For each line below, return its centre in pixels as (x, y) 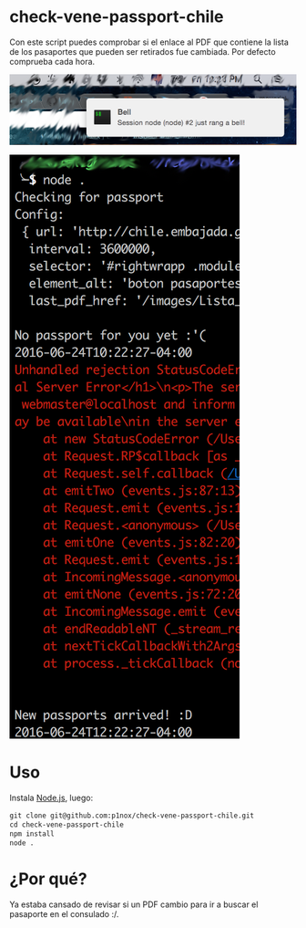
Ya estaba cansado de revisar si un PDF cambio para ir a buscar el (134, 904)
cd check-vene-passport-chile (67, 824)
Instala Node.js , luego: (51, 798)
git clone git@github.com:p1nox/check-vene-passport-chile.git (132, 815)
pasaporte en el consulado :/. (64, 913)
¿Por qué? (49, 879)
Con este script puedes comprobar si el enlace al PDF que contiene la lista (149, 42)
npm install (32, 834)
